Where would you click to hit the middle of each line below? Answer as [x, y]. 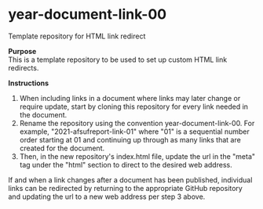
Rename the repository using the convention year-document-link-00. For [137, 123]
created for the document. [62, 148]
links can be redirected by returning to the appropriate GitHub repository [126, 188]
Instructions [29, 83]
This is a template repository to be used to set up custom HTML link [118, 59]
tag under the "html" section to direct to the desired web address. [126, 164]
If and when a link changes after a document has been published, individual [130, 180]
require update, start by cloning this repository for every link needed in [134, 106]
